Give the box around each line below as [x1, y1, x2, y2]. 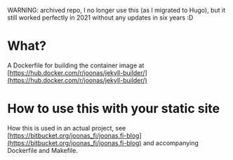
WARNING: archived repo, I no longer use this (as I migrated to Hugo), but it [7, 6, 226, 14]
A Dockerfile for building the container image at [7, 61, 145, 69]
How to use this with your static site [7, 101, 220, 116]
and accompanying [142, 138, 199, 147]
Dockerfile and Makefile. [7, 146, 79, 154]
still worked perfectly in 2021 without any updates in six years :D [7, 13, 194, 22]
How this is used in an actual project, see [7, 124, 126, 132]
